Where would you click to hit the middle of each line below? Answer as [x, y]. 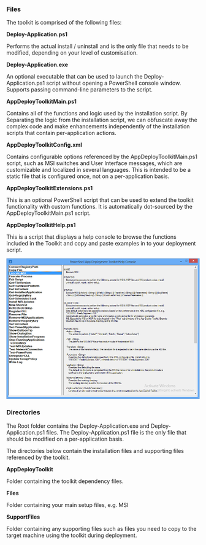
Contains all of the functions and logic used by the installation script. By [97, 114]
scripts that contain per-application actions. [61, 133]
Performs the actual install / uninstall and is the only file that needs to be [97, 46]
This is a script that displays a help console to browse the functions [91, 237]
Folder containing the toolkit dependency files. [65, 481]
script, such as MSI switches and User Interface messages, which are [94, 163]
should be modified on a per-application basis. [65, 439]
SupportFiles [23, 517]
